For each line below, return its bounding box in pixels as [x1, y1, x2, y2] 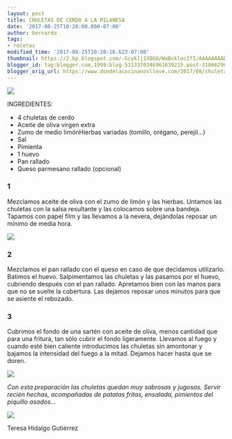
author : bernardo [7, 29, 57, 37]
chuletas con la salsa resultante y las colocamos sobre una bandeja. [7, 204, 202, 213]
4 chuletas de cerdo [17, 113, 75, 121]
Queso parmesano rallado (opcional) [17, 164, 122, 173]
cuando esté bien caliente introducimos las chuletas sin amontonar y [7, 342, 202, 351]
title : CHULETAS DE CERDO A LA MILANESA [7, 17, 126, 23]
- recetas [7, 42, 36, 49]
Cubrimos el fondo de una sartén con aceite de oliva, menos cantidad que [7, 327, 217, 335]
